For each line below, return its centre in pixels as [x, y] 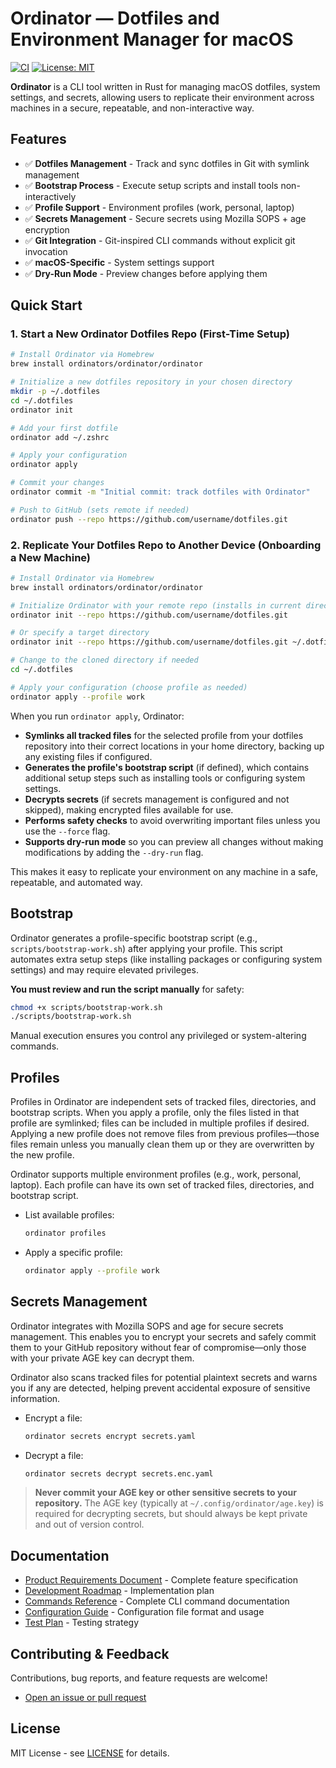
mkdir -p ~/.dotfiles [55, 392]
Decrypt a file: [54, 1455]
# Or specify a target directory [80, 633]
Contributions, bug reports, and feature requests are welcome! [139, 1678]
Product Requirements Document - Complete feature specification [161, 1580]
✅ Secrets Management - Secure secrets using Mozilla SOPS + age [165, 218]
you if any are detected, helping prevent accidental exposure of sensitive [160, 1388]
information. [35, 1398]
